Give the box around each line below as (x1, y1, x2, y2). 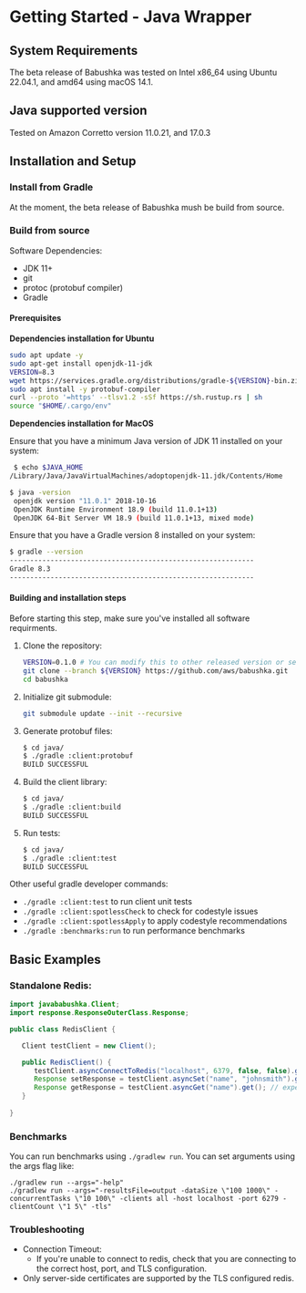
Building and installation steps (9, 593, 127, 604)
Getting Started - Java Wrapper (9, 6, 252, 27)
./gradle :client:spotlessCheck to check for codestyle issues (22, 905, 259, 917)
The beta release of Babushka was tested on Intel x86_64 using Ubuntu (9, 67, 278, 78)
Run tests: (22, 827, 61, 838)
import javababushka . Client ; (9, 1000, 120, 1009)
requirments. (9, 623, 57, 634)
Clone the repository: (22, 640, 103, 651)
